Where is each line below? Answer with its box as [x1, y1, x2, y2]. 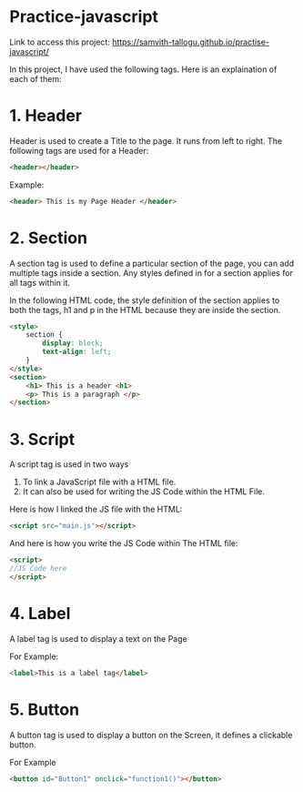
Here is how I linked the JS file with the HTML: [9, 503, 183, 515]
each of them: [9, 73, 62, 84]
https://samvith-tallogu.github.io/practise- [112, 36, 270, 47]
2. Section [9, 228, 88, 248]
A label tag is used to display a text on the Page [9, 633, 188, 644]
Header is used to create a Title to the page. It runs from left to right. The [9, 135, 283, 147]
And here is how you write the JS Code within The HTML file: [9, 538, 238, 549]
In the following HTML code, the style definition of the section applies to [9, 294, 280, 306]
